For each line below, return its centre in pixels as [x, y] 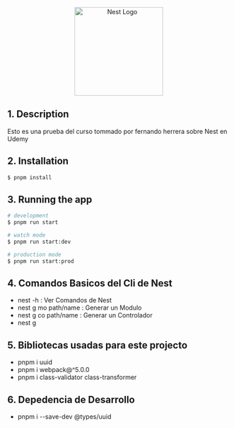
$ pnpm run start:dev [39, 242]
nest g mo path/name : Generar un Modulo [80, 308]
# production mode [34, 254]
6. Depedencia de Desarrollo [71, 399]
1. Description [38, 114]
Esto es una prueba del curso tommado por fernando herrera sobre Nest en [117, 131]
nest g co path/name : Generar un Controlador [85, 315]
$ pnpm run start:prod [41, 261]
